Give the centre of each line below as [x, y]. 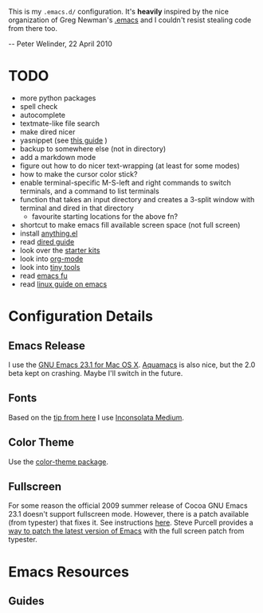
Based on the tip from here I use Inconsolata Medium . [96, 417]
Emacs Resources [69, 572]
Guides [27, 601]
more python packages [58, 98]
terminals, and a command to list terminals [89, 191]
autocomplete [43, 115]
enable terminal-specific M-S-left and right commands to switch [125, 182]
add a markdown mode [58, 157]
